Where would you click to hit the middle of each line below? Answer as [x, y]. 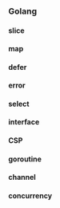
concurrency [30, 195]
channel [22, 177]
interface [24, 122]
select [19, 104]
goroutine [25, 159]
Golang [23, 11]
